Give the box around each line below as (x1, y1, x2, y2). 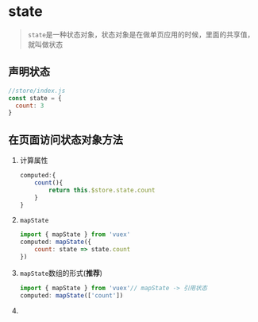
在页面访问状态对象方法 (8, 133, 123, 146)
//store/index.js (8, 87, 66, 95)
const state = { (8, 94, 62, 102)
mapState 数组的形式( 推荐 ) (19, 268, 103, 277)
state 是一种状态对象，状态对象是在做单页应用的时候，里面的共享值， (27, 29, 255, 39)
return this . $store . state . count (48, 186, 156, 194)
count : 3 (15, 102, 44, 110)
